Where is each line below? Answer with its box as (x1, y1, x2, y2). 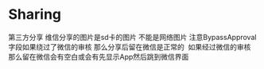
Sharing (8, 5, 62, 24)
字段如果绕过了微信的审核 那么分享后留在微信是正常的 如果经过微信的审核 (8, 42, 251, 52)
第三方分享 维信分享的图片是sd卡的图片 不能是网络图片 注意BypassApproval (8, 32, 257, 42)
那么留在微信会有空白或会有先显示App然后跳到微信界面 (8, 52, 189, 61)
